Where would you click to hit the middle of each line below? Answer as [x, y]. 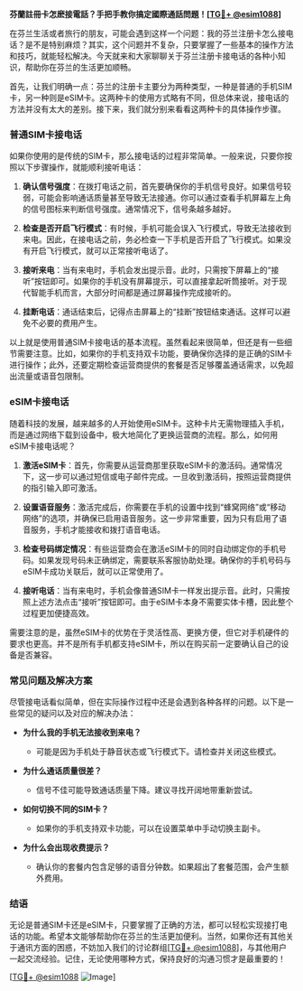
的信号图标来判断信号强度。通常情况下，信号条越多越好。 [129, 209]
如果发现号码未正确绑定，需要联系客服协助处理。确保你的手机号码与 [165, 560]
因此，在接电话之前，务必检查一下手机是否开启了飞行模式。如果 [165, 239]
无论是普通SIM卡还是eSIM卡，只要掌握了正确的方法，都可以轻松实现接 [141, 925]
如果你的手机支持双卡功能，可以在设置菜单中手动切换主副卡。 [151, 828]
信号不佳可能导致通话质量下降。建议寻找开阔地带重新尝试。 [147, 790]
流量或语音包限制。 [52, 376]
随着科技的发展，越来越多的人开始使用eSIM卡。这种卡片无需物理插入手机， [149, 423]
